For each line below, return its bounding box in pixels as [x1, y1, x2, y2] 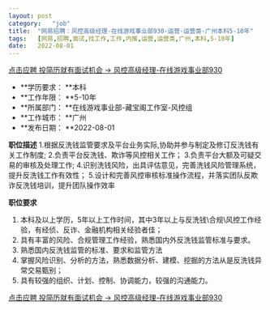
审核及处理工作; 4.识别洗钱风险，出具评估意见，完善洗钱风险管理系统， [22, 160, 261, 170]
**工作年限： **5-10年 [19, 92, 97, 102]
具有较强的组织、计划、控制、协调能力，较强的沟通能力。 [19, 276, 212, 286]
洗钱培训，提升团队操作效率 [22, 180, 115, 190]
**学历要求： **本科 [19, 83, 87, 92]
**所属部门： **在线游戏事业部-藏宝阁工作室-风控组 [19, 103, 193, 113]
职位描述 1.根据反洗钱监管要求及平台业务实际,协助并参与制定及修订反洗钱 [8, 140, 252, 150]
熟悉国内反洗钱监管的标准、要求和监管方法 [19, 245, 163, 255]
